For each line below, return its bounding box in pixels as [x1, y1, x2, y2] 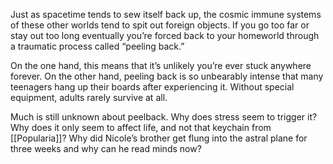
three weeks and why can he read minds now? [10, 143, 202, 154]
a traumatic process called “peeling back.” [10, 40, 185, 52]
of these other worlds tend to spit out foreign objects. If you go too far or [10, 19, 310, 31]
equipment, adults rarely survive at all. [10, 92, 168, 103]
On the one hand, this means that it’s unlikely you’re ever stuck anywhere [10, 60, 312, 71]
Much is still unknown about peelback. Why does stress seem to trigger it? [10, 111, 318, 123]
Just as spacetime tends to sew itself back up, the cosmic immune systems [10, 9, 322, 20]
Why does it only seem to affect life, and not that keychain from [10, 122, 272, 133]
